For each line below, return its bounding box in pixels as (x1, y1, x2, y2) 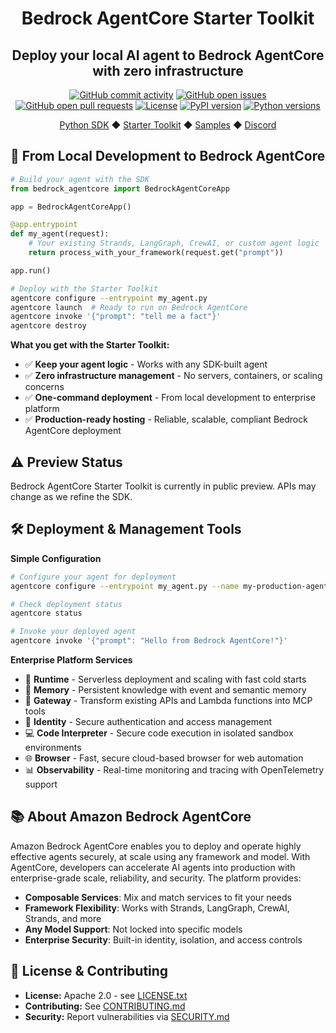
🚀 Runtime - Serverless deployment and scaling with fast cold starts (24, 673, 307, 686)
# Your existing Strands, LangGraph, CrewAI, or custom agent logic (28, 238, 320, 249)
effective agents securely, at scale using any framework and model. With (10, 850, 311, 862)
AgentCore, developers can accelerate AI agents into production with (10, 861, 296, 873)
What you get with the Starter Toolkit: (10, 339, 170, 351)
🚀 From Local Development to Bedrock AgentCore (10, 148, 326, 165)
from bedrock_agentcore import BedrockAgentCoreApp (10, 183, 230, 194)
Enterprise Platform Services (10, 654, 133, 666)
